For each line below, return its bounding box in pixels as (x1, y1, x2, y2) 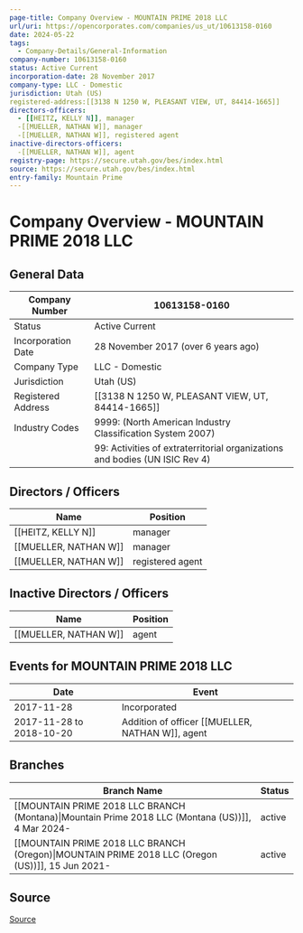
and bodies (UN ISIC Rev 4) (94, 453, 211, 466)
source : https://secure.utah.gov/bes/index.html (9, 164, 196, 173)
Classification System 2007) (94, 427, 216, 440)
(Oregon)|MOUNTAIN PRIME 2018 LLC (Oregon (14, 848, 218, 861)
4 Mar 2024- (14, 822, 71, 835)
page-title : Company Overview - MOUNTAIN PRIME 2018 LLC (9, 13, 228, 23)
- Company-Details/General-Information (17, 47, 168, 56)
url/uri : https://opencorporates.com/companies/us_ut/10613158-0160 (9, 22, 272, 31)
